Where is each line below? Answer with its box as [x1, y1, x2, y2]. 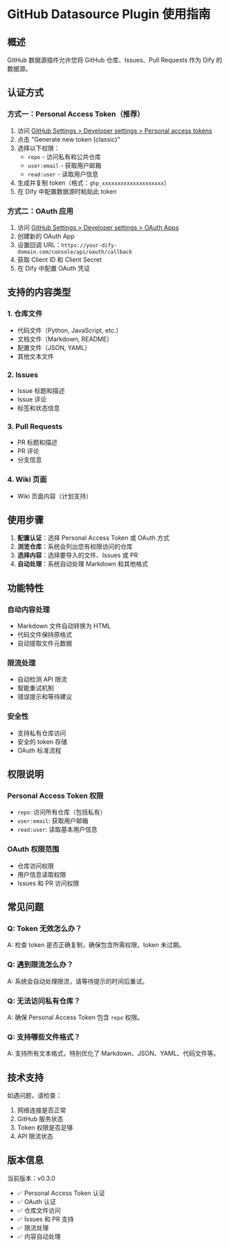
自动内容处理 [7, 605, 51, 614]
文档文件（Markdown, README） [17, 335, 113, 343]
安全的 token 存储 [17, 737, 68, 746]
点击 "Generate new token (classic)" [17, 135, 120, 143]
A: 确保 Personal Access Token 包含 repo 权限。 [7, 1013, 144, 1021]
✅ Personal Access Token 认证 [17, 1189, 105, 1197]
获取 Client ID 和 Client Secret [17, 255, 102, 264]
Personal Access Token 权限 [7, 791, 104, 801]
